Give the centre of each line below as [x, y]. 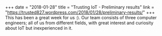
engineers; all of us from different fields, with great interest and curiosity [79, 23]
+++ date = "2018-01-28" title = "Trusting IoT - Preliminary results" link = [80, 7]
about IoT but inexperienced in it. [39, 28]
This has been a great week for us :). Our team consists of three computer [81, 18]
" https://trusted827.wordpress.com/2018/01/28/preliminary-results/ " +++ [80, 12]
